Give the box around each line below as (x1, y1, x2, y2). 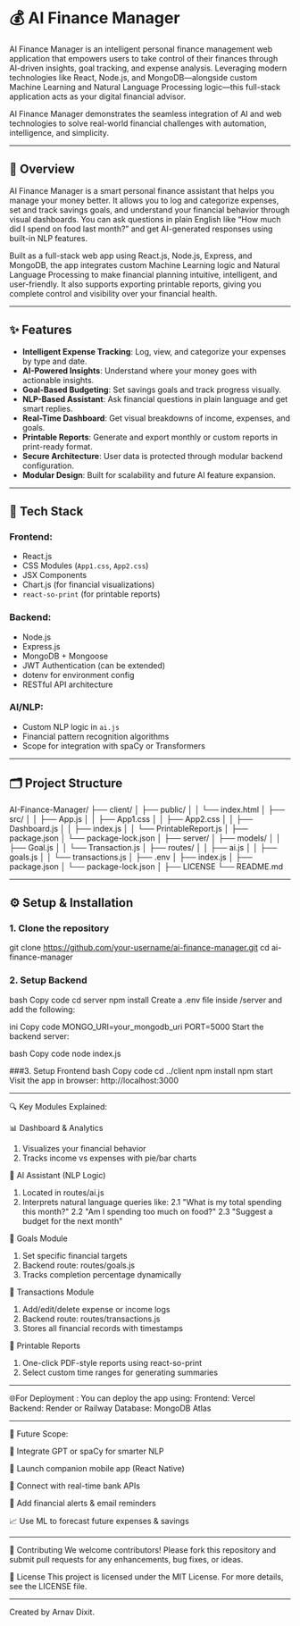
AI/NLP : (9, 701, 44, 714)
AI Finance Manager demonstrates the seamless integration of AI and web (9, 108, 282, 119)
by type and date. (21, 356, 87, 366)
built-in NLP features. (9, 232, 87, 243)
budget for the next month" (21, 1215, 123, 1226)
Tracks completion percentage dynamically (21, 1269, 181, 1279)
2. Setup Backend (9, 974, 87, 986)
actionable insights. (21, 374, 95, 385)
